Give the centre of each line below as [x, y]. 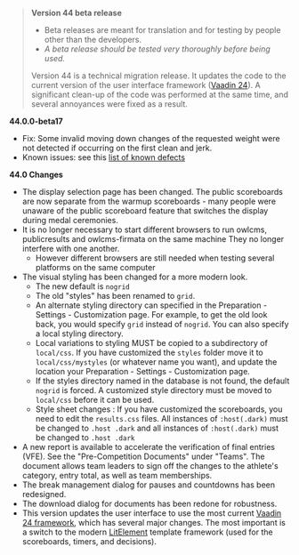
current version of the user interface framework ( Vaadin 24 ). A [145, 85]
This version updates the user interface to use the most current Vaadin [152, 513]
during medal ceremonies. [70, 220]
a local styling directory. [80, 334]
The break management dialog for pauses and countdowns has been [149, 485]
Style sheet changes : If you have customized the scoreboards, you [159, 409]
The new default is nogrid [83, 286]
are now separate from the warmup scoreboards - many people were [149, 201]
